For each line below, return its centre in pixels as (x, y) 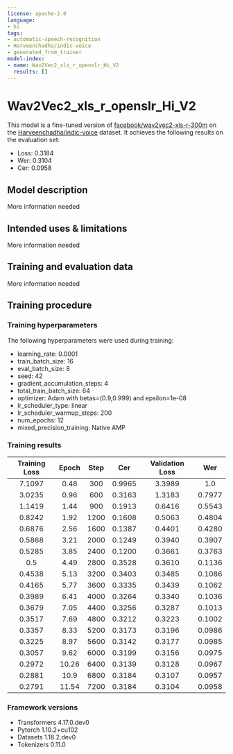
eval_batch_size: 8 (44, 368)
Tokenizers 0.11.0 (41, 745)
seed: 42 (30, 376)
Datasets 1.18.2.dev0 (46, 737)
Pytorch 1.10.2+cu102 (48, 730)
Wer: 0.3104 (34, 161)
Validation (167, 463)
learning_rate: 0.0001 (48, 354)
